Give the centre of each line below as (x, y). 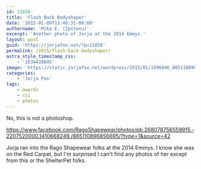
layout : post (22, 40)
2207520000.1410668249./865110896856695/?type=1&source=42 (88, 136)
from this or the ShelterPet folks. (46, 160)
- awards (28, 90)
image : (14, 67)
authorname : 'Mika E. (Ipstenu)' (48, 28)
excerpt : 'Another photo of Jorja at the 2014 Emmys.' (76, 34)
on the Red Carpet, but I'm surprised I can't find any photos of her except (97, 154)
